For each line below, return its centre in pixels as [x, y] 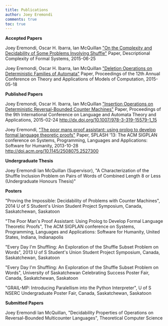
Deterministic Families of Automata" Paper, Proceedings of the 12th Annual [83, 74]
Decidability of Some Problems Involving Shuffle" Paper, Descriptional [78, 53]
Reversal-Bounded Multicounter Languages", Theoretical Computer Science [84, 318]
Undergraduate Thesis [29, 161]
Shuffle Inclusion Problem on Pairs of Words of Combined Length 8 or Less [83, 176]
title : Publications [27, 10]
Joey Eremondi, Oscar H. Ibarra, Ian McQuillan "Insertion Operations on [79, 104]
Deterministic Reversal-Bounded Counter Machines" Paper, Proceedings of [83, 109]
